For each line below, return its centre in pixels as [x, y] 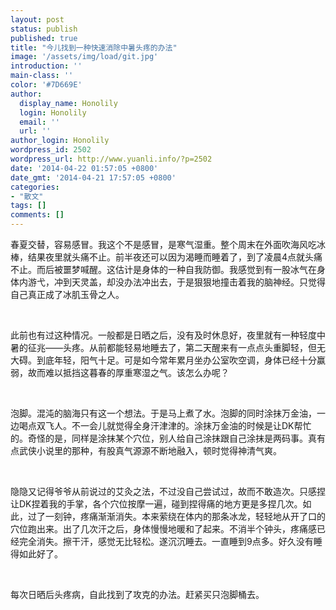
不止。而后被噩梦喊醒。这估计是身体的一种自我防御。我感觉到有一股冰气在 [163, 269]
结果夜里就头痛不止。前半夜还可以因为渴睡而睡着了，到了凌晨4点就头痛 [175, 257]
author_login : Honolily [60, 141]
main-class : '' [42, 76]
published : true [44, 38]
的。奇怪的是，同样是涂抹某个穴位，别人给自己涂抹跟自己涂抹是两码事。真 [163, 438]
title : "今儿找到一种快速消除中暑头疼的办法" [94, 47]
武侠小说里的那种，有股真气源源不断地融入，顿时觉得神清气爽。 [150, 450]
